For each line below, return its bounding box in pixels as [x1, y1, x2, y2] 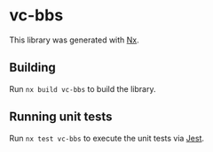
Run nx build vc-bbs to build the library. [9, 83, 156, 94]
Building [9, 60, 56, 75]
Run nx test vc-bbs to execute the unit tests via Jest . [9, 133, 205, 143]
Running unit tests [9, 110, 113, 125]
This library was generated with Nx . [9, 34, 139, 45]
